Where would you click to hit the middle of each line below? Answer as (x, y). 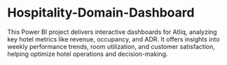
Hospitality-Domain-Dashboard (101, 13)
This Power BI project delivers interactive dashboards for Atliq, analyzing (112, 32)
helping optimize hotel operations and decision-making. (88, 54)
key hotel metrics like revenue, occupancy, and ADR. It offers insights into (113, 39)
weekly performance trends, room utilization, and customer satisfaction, (111, 46)
